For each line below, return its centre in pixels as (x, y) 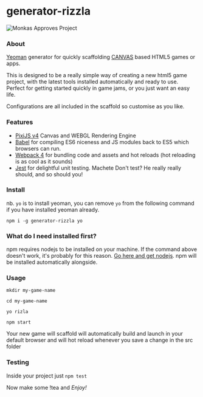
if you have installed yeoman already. (53, 209)
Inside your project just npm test (46, 376)
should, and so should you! (49, 174)
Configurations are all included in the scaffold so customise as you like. (95, 106)
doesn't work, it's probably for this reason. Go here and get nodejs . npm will (101, 256)
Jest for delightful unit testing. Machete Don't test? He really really (98, 168)
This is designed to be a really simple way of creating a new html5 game (97, 75)
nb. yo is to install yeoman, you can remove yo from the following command (100, 203)
